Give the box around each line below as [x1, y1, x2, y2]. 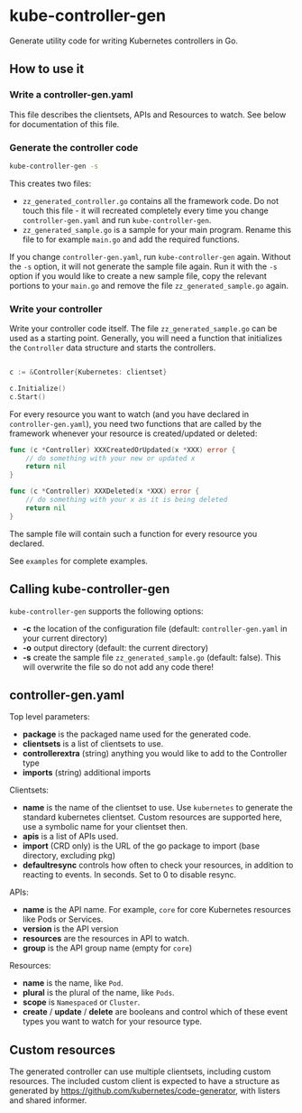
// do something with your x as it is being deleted [25, 496, 228, 505]
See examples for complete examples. [9, 555, 149, 566]
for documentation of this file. [9, 118, 120, 129]
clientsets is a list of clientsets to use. [22, 738, 164, 749]
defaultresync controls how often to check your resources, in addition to [22, 859, 294, 871]
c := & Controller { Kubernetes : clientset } [9, 367, 168, 377]
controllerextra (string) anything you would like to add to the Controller [22, 748, 288, 759]
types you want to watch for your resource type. [22, 1016, 203, 1027]
